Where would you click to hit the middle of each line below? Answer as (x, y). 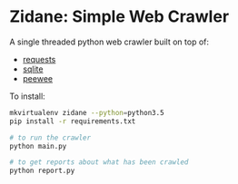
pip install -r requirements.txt (73, 121)
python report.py (42, 171)
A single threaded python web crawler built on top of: (109, 42)
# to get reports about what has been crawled (99, 162)
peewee (37, 78)
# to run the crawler (50, 138)
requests (39, 59)
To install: (27, 96)
